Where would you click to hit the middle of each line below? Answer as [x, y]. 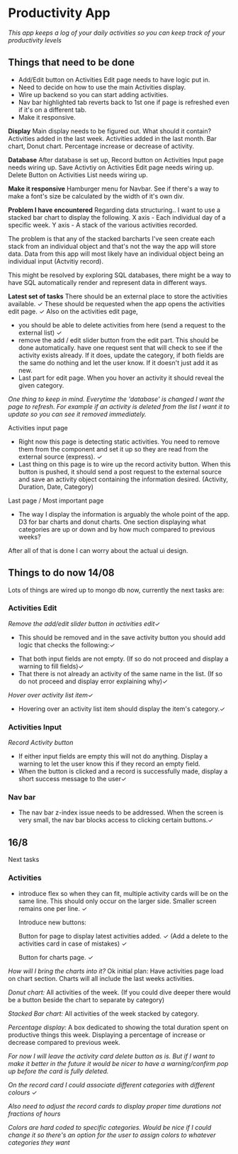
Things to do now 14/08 [62, 573]
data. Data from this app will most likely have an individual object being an [116, 254]
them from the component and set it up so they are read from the [113, 449]
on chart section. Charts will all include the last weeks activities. [101, 978]
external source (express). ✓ [60, 456]
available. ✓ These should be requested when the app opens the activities [117, 303]
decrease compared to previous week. [64, 1042]
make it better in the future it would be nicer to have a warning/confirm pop [118, 1063]
